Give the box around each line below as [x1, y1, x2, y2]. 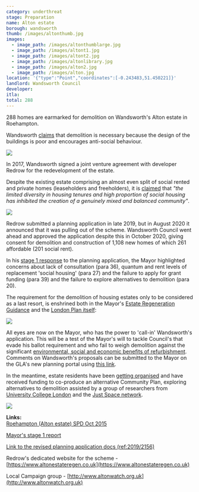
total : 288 [6, 97, 33, 103]
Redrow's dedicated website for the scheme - [6, 455, 118, 462]
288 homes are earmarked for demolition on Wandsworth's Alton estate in [6, 114, 188, 121]
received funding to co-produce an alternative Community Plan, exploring [6, 378, 187, 386]
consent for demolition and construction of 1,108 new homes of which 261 [6, 239, 187, 246]
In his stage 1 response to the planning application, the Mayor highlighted [6, 256, 185, 264]
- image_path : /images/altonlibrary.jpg [11, 58, 113, 64]
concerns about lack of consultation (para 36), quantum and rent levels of [6, 263, 187, 270]
